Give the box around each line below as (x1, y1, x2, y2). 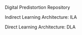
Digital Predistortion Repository (5, 5, 70, 10)
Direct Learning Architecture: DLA (5, 24, 76, 30)
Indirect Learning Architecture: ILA (5, 14, 77, 20)
